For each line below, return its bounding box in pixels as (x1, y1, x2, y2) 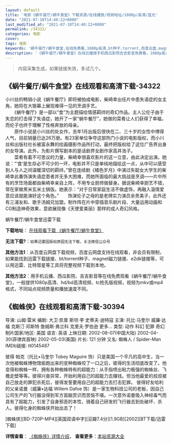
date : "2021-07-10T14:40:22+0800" (5, 17, 79, 22)
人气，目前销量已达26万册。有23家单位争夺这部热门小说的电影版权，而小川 (5, 135, 165, 141)
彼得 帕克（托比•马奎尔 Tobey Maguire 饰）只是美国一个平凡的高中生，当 (5, 354, 160, 360)
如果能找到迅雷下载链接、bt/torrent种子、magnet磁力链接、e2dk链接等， (5, 255, 160, 262)
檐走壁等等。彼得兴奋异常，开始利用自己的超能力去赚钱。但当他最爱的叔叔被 (5, 373, 167, 379)
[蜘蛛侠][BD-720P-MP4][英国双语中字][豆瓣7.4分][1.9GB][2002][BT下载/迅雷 (5, 416, 166, 422)
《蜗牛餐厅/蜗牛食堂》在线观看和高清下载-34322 (5, 82, 161, 90)
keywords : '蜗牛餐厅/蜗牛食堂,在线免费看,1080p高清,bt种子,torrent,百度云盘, (5, 46, 159, 51)
